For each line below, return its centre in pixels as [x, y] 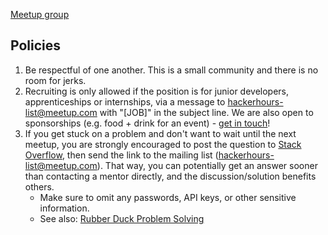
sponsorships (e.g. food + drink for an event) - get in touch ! [147, 123]
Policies [36, 45]
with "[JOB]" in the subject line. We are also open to [206, 112]
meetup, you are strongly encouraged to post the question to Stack [163, 144]
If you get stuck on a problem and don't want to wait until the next [160, 133]
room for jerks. [55, 80]
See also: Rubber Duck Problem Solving [122, 218]
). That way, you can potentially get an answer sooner [207, 165]
